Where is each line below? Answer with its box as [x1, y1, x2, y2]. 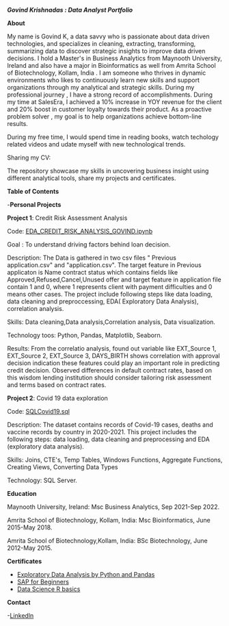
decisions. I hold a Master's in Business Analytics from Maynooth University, [7, 54, 222, 62]
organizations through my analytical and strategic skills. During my [7, 84, 195, 91]
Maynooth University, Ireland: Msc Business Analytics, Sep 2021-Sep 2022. [7, 503, 220, 511]
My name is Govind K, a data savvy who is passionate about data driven [7, 32, 210, 40]
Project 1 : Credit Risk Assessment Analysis [7, 214, 128, 222]
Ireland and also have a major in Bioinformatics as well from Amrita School [7, 62, 217, 69]
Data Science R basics [16, 585, 81, 593]
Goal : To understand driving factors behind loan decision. [7, 240, 171, 249]
